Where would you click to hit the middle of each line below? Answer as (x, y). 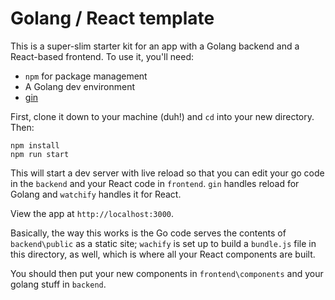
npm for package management (86, 76)
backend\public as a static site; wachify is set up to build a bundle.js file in (163, 243)
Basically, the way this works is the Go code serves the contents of (148, 233)
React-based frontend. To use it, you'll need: (102, 56)
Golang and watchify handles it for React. (96, 194)
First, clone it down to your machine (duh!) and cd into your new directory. (162, 116)
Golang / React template (112, 18)
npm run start (40, 154)
